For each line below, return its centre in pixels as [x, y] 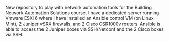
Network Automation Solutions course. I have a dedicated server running [82, 13]
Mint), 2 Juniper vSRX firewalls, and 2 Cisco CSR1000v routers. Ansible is [83, 24]
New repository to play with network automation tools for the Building [79, 7]
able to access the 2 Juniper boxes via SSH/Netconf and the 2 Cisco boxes [84, 29]
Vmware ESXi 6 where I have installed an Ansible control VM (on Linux [79, 18]
